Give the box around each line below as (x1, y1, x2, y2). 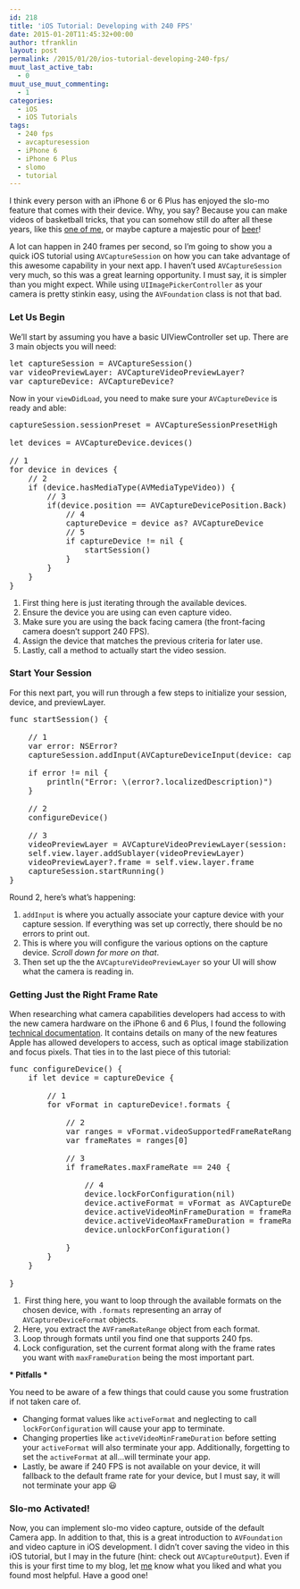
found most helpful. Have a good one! (9, 1570, 149, 1581)
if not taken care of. (9, 1396, 81, 1408)
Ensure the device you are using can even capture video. (21, 607, 232, 618)
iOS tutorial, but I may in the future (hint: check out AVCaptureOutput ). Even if (9, 1551, 290, 1562)
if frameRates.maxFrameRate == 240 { (65, 1163, 231, 1173)
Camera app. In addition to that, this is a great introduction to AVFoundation (9, 1532, 283, 1543)
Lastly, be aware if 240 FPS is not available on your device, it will (21, 1461, 261, 1472)
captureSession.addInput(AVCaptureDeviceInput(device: (28, 750, 274, 760)
